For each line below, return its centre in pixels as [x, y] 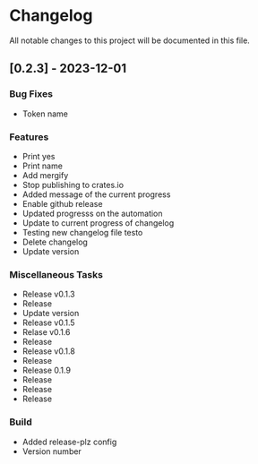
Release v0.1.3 [48, 294]
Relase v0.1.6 [46, 332]
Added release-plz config [69, 442]
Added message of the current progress [96, 194]
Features [29, 137]
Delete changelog [55, 242]
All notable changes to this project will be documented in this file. [130, 40]
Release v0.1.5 [48, 322]
